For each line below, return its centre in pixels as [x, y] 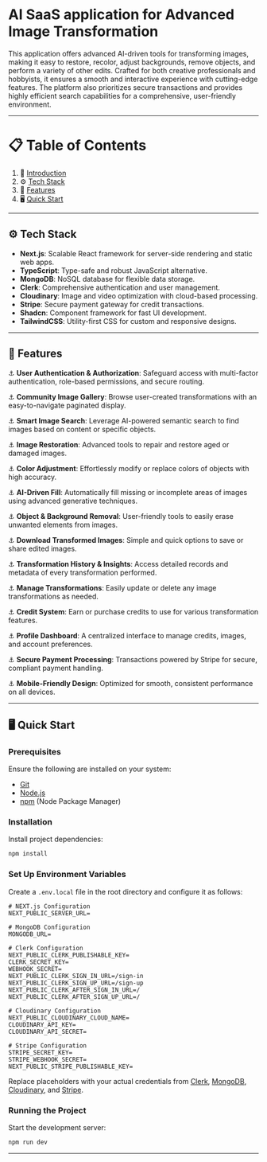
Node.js [33, 793]
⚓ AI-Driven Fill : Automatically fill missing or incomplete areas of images [128, 492]
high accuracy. [33, 477]
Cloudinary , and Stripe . [46, 1090]
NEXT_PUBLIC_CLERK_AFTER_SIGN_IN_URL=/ [74, 990]
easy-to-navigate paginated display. [67, 405]
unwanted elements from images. [63, 524]
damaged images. [38, 453]
